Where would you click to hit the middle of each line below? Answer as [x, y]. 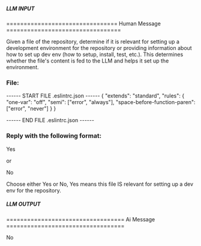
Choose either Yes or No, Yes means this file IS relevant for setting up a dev [100, 184]
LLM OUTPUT [23, 204]
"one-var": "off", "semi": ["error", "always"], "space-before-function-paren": [101, 102]
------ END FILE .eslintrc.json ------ [50, 120]
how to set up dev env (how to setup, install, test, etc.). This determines [95, 54]
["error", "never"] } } [31, 109]
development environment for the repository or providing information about [99, 48]
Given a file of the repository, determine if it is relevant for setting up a [93, 42]
